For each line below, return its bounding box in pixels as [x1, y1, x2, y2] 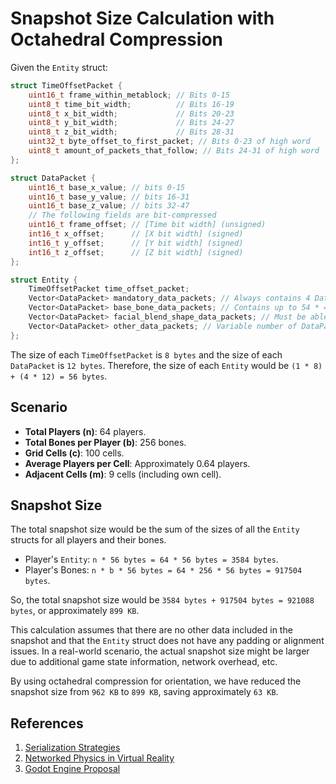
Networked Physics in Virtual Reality [24, 752, 175, 764]
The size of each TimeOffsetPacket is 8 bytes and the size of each [10, 348, 283, 361]
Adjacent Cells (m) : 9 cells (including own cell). [24, 468, 222, 480]
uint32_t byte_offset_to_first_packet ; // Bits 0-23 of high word [28, 137, 311, 147]
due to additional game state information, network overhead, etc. [10, 656, 278, 668]
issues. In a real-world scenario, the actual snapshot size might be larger [10, 645, 310, 657]
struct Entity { [10, 275, 78, 285]
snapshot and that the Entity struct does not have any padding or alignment [10, 635, 325, 647]
